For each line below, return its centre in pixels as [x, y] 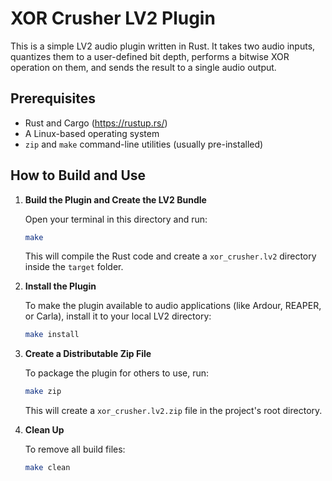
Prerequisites [53, 98]
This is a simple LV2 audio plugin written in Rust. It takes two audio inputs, [163, 46]
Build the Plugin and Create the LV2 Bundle [115, 199]
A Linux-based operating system [92, 133]
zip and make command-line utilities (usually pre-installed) [144, 144]
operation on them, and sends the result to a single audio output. [143, 67]
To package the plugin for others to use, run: [117, 373]
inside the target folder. [74, 267]
